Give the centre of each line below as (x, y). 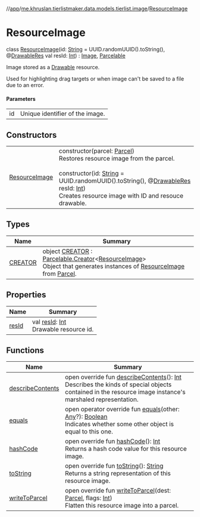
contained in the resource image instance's (125, 392)
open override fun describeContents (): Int (123, 377)
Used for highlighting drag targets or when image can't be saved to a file (95, 79)
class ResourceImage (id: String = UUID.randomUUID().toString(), (86, 49)
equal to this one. (89, 432)
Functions (25, 350)
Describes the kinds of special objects (118, 384)
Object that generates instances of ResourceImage (113, 266)
